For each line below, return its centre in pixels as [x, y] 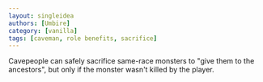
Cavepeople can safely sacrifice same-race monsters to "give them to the [131, 61]
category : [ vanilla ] [43, 31]
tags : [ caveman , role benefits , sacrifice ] [83, 38]
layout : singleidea [41, 16]
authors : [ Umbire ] [39, 23]
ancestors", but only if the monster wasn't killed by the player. [111, 70]
